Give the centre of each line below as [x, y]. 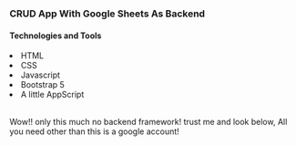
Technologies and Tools [56, 36]
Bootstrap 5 [43, 85]
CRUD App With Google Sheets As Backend [107, 14]
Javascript [41, 75]
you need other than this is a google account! [94, 131]
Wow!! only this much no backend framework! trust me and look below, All [148, 122]
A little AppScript [53, 95]
